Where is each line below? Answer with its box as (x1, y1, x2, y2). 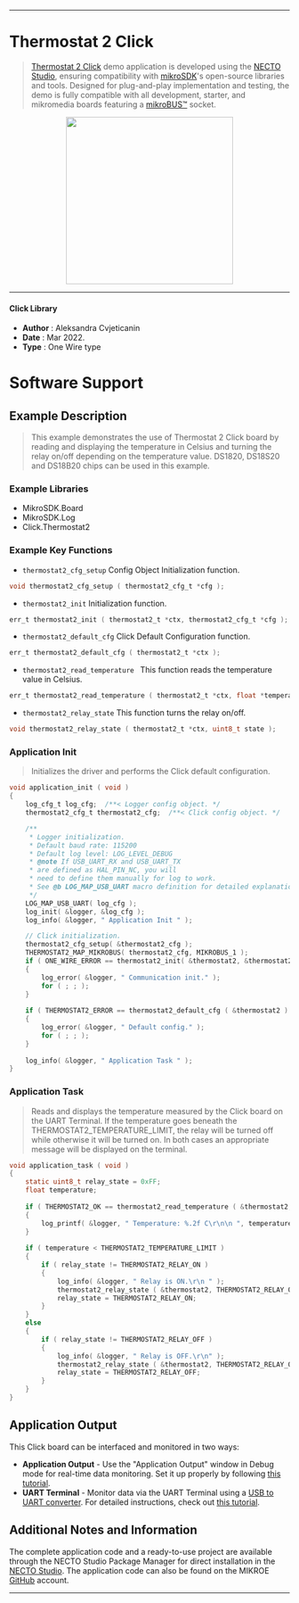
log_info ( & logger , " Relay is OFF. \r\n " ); (56, 1351, 225, 1360)
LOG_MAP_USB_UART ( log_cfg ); (25, 898, 138, 908)
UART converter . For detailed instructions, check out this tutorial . (21, 1496, 261, 1508)
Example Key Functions (9, 544, 113, 557)
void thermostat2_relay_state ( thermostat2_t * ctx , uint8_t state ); (9, 724, 277, 734)
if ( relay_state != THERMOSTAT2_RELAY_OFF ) (41, 1334, 214, 1343)
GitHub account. (9, 1574, 69, 1585)
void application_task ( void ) (9, 1161, 129, 1169)
